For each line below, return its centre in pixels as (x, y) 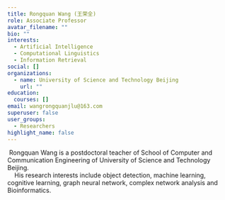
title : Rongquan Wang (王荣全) (52, 14)
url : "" (31, 87)
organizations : (30, 73)
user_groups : (27, 119)
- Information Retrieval (50, 60)
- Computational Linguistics (57, 54)
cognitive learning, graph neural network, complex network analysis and (112, 183)
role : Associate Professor (47, 21)
